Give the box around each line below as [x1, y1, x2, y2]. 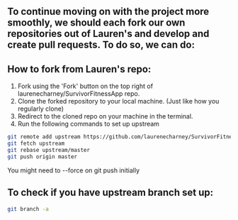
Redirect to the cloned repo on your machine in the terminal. [17, 112, 193, 121]
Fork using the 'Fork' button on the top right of [17, 82, 154, 91]
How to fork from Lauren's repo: [7, 63, 152, 75]
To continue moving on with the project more [7, 6, 210, 18]
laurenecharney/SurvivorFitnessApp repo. [17, 89, 140, 98]
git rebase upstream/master [7, 146, 91, 153]
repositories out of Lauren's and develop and [7, 28, 210, 40]
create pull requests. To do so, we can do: [7, 39, 195, 51]
